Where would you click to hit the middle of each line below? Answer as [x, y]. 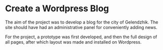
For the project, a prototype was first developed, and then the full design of [81, 37]
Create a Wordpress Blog [57, 9]
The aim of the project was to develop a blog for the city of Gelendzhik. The [82, 22]
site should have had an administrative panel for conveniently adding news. [81, 27]
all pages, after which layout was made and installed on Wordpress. [73, 42]
